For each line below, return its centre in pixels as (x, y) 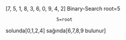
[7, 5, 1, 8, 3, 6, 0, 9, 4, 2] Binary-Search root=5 (63, 9)
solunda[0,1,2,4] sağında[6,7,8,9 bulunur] (56, 30)
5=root (64, 20)
